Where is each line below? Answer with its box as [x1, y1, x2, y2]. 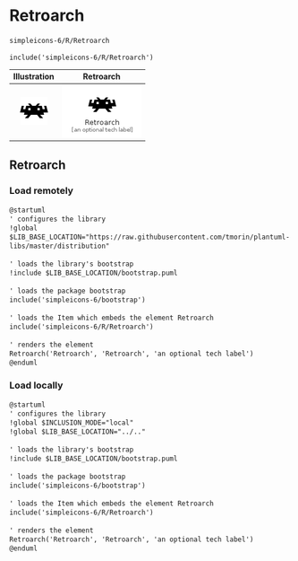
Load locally [9, 379, 64, 391]
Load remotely [9, 184, 74, 197]
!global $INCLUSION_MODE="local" [9, 418, 134, 427]
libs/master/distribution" [9, 241, 110, 250]
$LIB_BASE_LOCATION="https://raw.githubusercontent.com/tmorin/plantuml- [9, 232, 291, 241]
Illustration [13, 71, 55, 82]
